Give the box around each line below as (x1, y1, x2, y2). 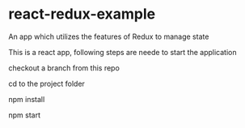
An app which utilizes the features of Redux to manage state (8, 32, 209, 41)
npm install (8, 94, 45, 104)
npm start (8, 110, 41, 120)
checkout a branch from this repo (8, 62, 120, 73)
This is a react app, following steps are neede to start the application (8, 47, 237, 57)
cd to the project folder (8, 79, 85, 88)
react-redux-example (8, 5, 156, 23)
